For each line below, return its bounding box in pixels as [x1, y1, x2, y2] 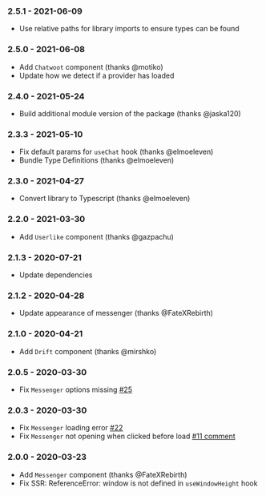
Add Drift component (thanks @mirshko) [18, 346, 157, 356]
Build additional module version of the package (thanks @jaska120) [18, 108, 241, 118]
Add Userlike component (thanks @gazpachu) [18, 232, 174, 241]
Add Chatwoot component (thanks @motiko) [18, 62, 163, 71]
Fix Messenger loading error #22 [18, 423, 123, 433]
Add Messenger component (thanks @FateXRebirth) [18, 470, 187, 479]
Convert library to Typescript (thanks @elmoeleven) [18, 194, 191, 204]
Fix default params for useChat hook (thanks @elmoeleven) [18, 147, 214, 157]
